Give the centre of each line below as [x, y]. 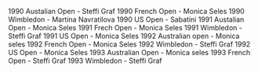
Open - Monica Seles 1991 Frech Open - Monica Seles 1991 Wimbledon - [125, 28]
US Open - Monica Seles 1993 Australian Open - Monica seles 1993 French [129, 52]
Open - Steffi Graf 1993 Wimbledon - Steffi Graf [85, 61]
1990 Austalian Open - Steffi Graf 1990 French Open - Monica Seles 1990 [126, 11]
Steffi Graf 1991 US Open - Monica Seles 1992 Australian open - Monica [124, 36]
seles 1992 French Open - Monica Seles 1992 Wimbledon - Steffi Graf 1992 [129, 44]
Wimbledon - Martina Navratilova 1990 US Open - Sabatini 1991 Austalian [126, 19]
